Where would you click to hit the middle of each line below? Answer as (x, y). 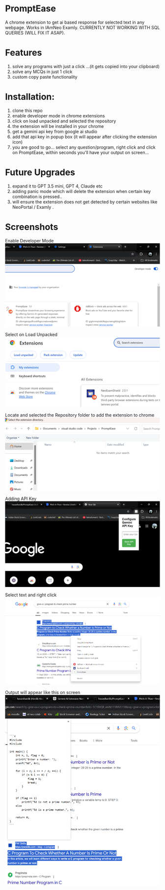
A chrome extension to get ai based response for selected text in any (75, 22)
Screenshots (32, 227)
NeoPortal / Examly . (33, 207)
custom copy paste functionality (45, 77)
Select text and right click (31, 595)
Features (24, 53)
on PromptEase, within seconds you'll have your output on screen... (81, 152)
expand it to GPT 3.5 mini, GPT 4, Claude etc (57, 186)
